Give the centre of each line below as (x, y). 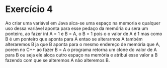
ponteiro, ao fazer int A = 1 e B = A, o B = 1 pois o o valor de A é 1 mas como (84, 33)
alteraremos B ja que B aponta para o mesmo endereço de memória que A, (83, 44)
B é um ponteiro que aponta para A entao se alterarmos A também (74, 39)
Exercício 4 (29, 9)
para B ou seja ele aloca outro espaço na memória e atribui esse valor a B (81, 55)
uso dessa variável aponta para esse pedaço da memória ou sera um (77, 28)
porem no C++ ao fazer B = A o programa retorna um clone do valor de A (81, 49)
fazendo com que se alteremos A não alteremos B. (58, 60)
